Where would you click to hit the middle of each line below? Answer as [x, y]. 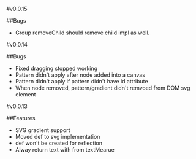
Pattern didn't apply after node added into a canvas [80, 75]
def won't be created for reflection [59, 143]
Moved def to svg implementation [58, 137]
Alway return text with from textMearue [65, 149]
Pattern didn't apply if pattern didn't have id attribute [81, 81]
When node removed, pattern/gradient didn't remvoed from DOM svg [103, 88]
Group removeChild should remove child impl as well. [82, 33]
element [25, 94]
